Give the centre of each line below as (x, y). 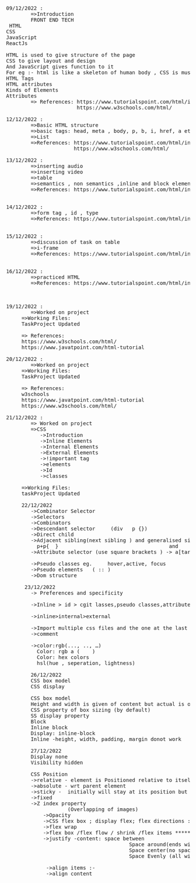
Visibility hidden (57, 763)
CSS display (48, 687)
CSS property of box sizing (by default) (91, 710)
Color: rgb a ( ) (66, 651)
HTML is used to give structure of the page (71, 55)
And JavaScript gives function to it (60, 67)
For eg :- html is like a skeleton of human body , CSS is (92, 73)
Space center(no (152, 850)
